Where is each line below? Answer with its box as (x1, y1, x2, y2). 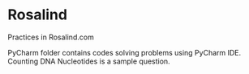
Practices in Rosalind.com (7, 32, 94, 42)
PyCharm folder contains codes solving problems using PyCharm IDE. (7, 47, 242, 57)
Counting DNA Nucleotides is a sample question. (7, 56, 171, 66)
